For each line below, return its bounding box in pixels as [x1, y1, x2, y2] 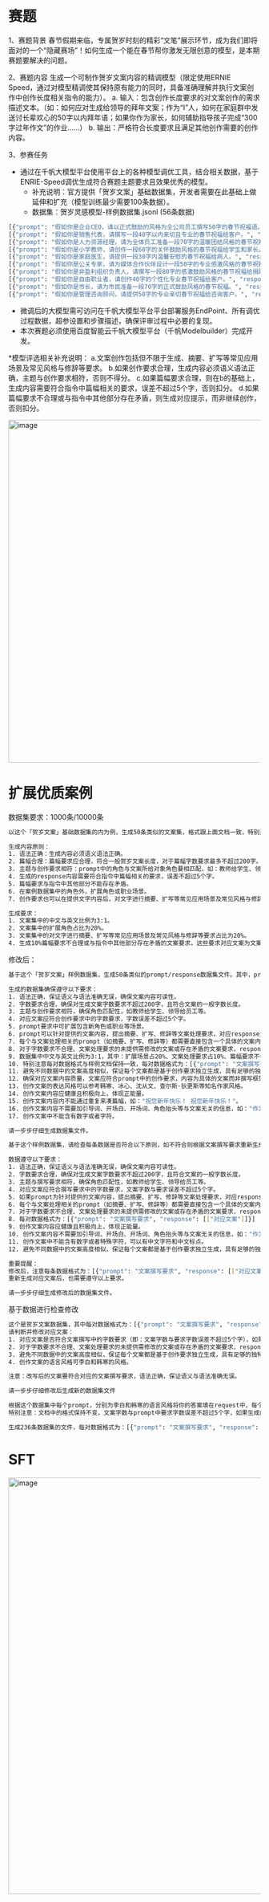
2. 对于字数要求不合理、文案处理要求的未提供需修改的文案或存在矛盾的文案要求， [8, 1342, 240, 1351]
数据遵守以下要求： [8, 1155, 62, 1164]
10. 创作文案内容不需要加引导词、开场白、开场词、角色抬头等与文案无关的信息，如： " [8, 1230, 253, 1238]
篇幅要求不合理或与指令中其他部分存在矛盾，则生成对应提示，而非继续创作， [8, 393, 261, 402]
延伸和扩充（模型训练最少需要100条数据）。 [31, 197, 174, 206]
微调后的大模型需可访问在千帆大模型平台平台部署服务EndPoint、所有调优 [19, 306, 260, 316]
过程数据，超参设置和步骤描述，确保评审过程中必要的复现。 [19, 316, 217, 325]
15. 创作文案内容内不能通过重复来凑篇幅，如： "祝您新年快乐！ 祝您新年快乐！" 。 [8, 1097, 243, 1105]
